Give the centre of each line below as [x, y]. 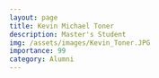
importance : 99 [38, 51]
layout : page [34, 17]
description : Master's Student [68, 34]
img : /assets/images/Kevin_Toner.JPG [80, 43]
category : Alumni [42, 59]
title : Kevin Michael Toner [62, 26]
